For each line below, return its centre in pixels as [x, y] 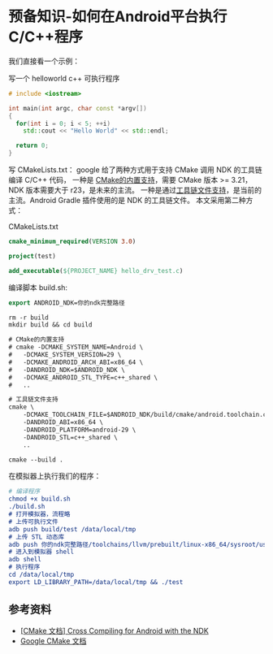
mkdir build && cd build [50, 325]
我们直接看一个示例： [44, 61]
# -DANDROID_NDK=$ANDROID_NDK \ [67, 370]
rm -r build [28, 318]
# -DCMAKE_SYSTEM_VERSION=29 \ [65, 355]
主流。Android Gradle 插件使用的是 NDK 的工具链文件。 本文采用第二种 [127, 201]
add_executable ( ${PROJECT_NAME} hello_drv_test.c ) [96, 271]
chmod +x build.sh [39, 499]
